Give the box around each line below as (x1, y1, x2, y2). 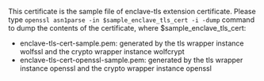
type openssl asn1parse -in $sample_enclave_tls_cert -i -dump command (8, 15, 255, 24)
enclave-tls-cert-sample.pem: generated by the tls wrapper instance (19, 39, 244, 48)
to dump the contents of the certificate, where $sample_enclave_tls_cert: (8, 24, 247, 32)
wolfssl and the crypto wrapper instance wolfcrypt (19, 47, 185, 56)
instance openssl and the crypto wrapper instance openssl (19, 64, 212, 73)
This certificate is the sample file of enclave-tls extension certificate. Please (8, 7, 256, 16)
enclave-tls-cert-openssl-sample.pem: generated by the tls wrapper (19, 55, 243, 64)
